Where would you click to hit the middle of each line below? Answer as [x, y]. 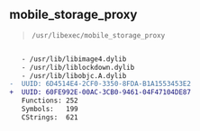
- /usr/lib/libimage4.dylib [74, 59]
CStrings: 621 [50, 117]
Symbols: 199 [50, 109]
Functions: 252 [50, 101]
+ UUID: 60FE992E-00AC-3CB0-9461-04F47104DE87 [100, 92]
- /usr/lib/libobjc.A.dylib [74, 75]
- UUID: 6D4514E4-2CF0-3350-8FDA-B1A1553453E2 [100, 84]
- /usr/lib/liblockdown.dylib [78, 67]
